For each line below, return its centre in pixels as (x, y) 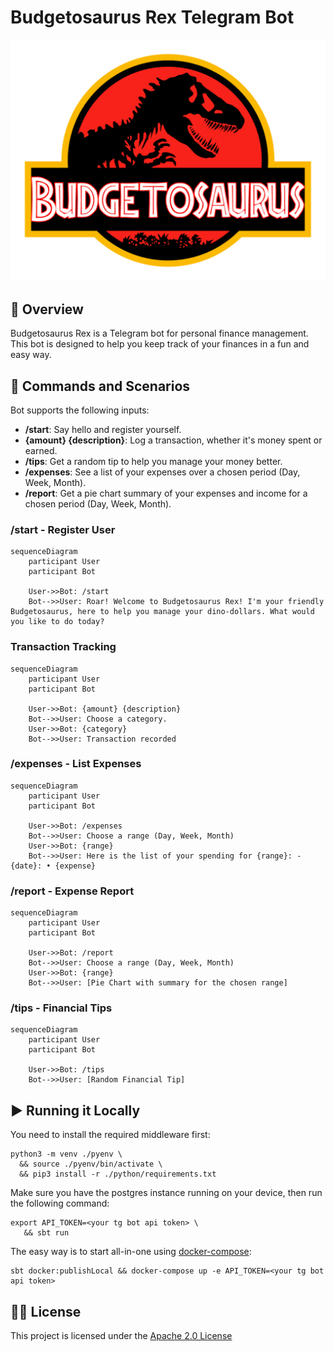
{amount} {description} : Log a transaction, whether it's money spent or (173, 440)
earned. (41, 450)
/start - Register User (63, 529)
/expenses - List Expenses (76, 764)
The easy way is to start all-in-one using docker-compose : (131, 1252)
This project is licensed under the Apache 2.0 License (121, 1336)
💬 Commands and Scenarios (100, 386)
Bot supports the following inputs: (80, 410)
